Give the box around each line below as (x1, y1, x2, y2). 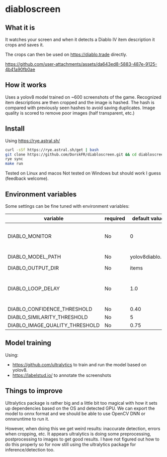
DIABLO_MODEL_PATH (7, 253, 61, 260)
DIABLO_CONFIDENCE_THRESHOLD (7, 305, 92, 312)
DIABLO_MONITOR (7, 233, 52, 240)
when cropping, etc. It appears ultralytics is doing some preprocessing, (5, 431, 152, 437)
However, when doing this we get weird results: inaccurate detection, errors (5, 425, 161, 432)
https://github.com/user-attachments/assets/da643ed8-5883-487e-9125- (5, 61, 158, 67)
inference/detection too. (5, 447, 55, 453)
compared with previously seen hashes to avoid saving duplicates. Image (5, 105, 156, 111)
